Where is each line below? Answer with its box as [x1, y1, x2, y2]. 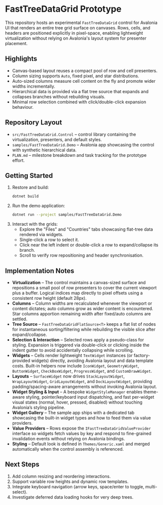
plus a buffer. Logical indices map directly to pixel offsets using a [12, 290, 143, 296]
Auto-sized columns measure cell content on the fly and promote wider [12, 78, 156, 84]
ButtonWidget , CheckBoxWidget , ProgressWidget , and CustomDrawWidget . [12, 368, 152, 374]
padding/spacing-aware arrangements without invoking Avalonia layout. [12, 384, 157, 389]
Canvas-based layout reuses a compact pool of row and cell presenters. [12, 68, 158, 73]
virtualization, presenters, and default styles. [12, 136, 102, 143]
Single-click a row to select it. [19, 237, 79, 243]
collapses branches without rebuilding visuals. [12, 94, 106, 99]
